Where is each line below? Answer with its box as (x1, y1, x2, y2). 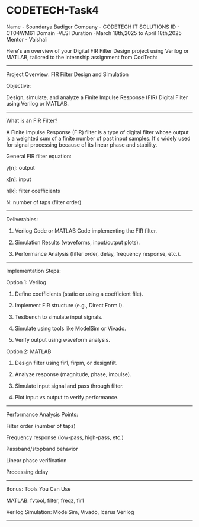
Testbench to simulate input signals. (14, 313, 103, 320)
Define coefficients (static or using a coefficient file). (14, 290, 143, 297)
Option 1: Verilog (6, 278, 46, 285)
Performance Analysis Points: (6, 411, 78, 418)
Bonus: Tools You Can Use (6, 485, 71, 493)
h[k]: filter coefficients (6, 187, 60, 194)
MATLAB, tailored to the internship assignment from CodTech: (6, 53, 158, 61)
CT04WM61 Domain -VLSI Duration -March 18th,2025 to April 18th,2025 (6, 29, 182, 36)
